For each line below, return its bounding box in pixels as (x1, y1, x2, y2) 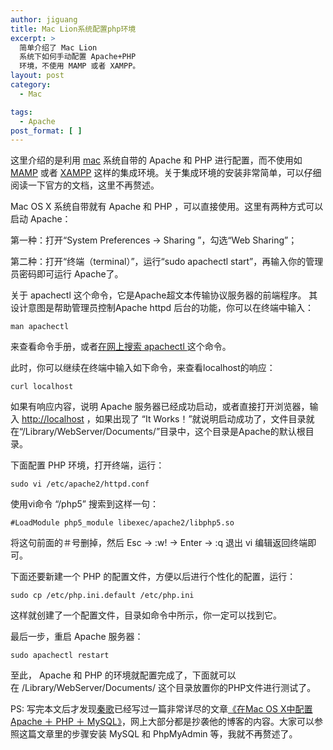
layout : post (10, 71, 65, 81)
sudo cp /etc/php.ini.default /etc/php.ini (10, 591, 195, 601)
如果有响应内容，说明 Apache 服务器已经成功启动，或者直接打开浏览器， (10, 401, 310, 413)
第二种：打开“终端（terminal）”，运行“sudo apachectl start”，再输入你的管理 (10, 256, 324, 268)
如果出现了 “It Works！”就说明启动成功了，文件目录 (94, 413, 307, 425)
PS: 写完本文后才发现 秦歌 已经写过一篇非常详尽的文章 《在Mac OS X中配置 (10, 703, 313, 715)
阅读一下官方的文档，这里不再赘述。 (10, 179, 160, 191)
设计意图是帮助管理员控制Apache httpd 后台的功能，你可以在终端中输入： (10, 302, 315, 314)
